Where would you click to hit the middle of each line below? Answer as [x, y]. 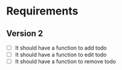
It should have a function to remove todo [66, 62]
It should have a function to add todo [61, 48]
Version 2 [25, 33]
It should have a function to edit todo [61, 55]
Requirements [42, 11]
